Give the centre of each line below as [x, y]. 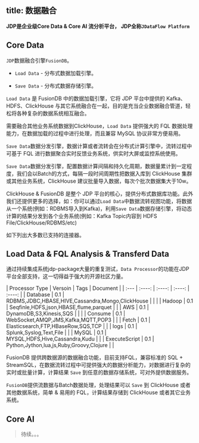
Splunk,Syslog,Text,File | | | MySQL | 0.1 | [56, 333]
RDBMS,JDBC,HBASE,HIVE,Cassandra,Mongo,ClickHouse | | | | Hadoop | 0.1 [100, 301]
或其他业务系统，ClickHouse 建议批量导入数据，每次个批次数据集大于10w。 [99, 181]
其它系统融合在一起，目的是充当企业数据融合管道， [123, 105]
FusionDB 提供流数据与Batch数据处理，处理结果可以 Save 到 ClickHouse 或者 [98, 385]
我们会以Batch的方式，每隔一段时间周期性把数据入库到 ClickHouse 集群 [104, 173]
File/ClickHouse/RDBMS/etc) [42, 223]
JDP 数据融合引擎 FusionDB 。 [39, 60]
